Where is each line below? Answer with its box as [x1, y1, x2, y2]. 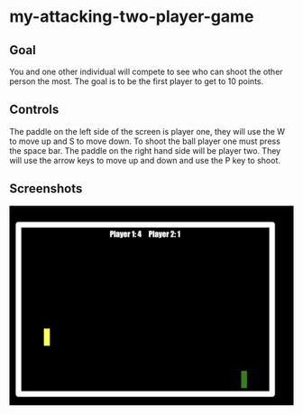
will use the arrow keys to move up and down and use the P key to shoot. [9, 155, 281, 165]
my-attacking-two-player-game [9, 6, 254, 27]
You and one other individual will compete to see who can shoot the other [9, 66, 283, 77]
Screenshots [9, 181, 83, 196]
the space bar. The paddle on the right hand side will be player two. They [9, 145, 281, 156]
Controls [9, 102, 60, 118]
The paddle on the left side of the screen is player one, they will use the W [9, 126, 286, 137]
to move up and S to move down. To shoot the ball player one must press [9, 136, 281, 146]
